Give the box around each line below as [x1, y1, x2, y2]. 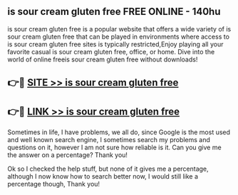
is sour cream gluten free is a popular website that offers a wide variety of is [7, 24, 232, 33]
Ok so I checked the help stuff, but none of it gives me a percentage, [7, 164, 209, 174]
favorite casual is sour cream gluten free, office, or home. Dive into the [7, 47, 215, 56]
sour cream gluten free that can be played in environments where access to [7, 32, 230, 41]
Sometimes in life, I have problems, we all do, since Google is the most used [7, 128, 230, 136]
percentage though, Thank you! [7, 180, 100, 189]
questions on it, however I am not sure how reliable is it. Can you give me [7, 143, 222, 152]
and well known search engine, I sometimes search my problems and [7, 136, 210, 144]
